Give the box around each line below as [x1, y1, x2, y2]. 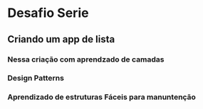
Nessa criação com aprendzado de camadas [7, 54, 165, 64]
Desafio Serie [7, 5, 89, 21]
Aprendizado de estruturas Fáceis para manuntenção [7, 92, 196, 102]
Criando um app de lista [7, 33, 115, 45]
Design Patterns [7, 73, 64, 83]
